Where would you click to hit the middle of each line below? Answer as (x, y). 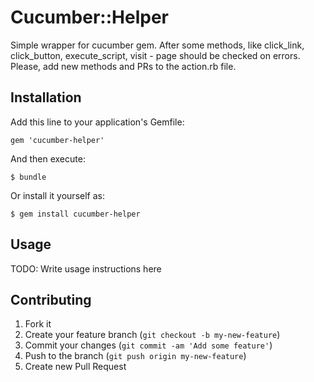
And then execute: (48, 158)
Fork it (38, 324)
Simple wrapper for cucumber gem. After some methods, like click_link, (157, 45)
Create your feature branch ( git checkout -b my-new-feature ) (152, 335)
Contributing (51, 299)
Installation (46, 97)
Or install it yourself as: (57, 195)
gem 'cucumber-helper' (57, 140)
